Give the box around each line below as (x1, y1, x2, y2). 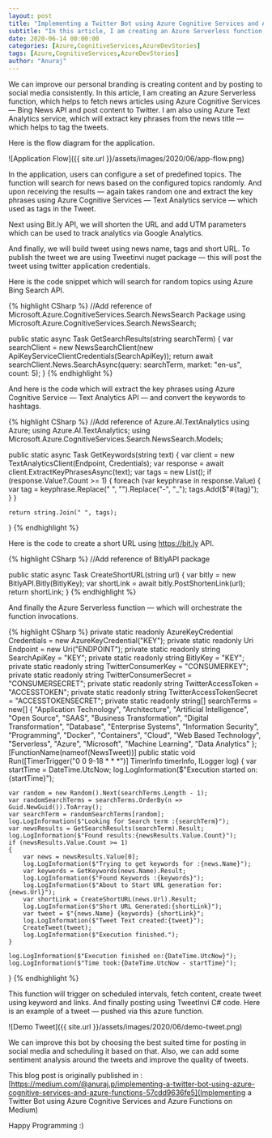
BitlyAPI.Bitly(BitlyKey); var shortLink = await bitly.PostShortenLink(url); (8, 578, 245, 588)
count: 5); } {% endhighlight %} (8, 368, 113, 377)
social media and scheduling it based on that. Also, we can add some (8, 1046, 240, 1055)
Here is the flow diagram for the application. (8, 138, 155, 147)
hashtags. (8, 401, 42, 411)
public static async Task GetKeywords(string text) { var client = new (8, 450, 235, 459)
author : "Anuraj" (8, 58, 67, 66)
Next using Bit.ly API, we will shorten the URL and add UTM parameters (8, 220, 247, 229)
